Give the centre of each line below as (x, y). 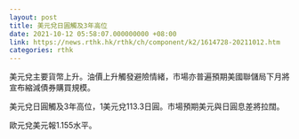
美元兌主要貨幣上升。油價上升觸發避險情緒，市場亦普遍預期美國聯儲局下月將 (149, 77)
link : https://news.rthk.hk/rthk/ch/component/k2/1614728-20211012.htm (145, 42)
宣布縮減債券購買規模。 (52, 88)
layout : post (33, 17)
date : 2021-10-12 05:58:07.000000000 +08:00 (93, 34)
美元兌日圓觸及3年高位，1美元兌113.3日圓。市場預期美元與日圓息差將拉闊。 (147, 106)
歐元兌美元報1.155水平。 (53, 126)
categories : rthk (41, 50)
